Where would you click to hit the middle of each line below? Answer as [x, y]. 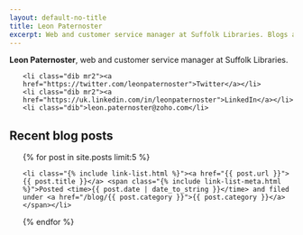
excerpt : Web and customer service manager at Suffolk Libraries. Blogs [149, 34]
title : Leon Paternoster [56, 26]
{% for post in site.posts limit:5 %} [86, 158]
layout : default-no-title [58, 18]
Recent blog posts [61, 136]
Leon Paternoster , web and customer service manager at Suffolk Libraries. [149, 60]
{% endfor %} [48, 222]
